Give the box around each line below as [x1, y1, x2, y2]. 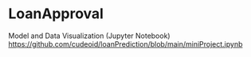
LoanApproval [8, 5, 104, 23]
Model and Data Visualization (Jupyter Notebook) [8, 31, 171, 40]
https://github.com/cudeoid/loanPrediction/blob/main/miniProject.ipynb [8, 39, 243, 48]
